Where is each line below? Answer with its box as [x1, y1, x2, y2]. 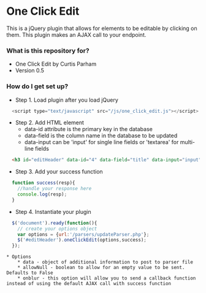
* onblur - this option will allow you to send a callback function [17, 275, 196, 281]
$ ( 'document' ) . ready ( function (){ [12, 219, 97, 226]
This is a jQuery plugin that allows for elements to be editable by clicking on [6, 25, 197, 32]
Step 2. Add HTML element [15, 119, 85, 126]
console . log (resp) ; [17, 191, 67, 197]
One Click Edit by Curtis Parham [15, 60, 97, 68]
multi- [180, 139, 195, 146]
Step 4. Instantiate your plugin [15, 208, 91, 215]
